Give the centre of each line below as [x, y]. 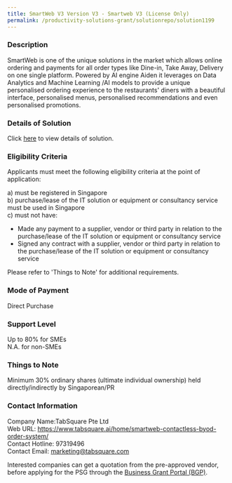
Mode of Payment [38, 291]
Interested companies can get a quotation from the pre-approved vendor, [113, 465]
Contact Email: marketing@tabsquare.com [68, 451]
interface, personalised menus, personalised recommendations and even [113, 97]
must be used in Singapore [46, 208]
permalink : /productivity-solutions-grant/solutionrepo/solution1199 [111, 20]
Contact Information [43, 406]
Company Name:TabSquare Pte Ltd [58, 421]
